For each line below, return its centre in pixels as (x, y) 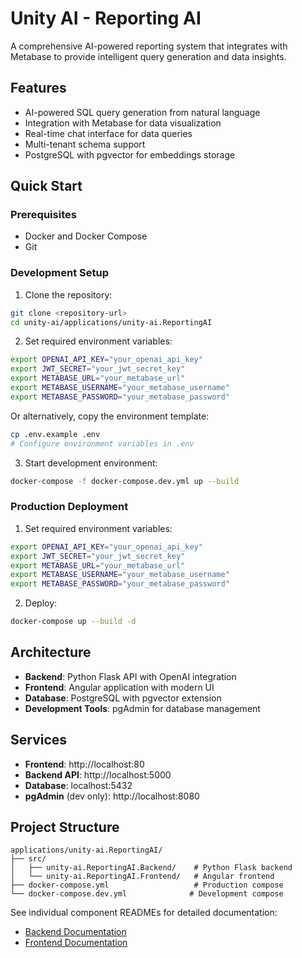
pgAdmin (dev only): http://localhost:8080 (112, 796)
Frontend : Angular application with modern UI (119, 687)
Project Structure (65, 827)
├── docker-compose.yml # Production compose (147, 885)
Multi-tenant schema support (85, 144)
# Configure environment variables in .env (102, 443)
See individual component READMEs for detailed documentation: (144, 913)
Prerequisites (43, 215)
